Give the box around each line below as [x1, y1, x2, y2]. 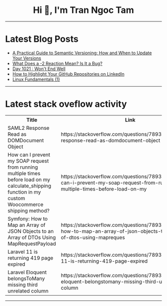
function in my [7, 189, 41, 196]
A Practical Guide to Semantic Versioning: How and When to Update [12, 50, 152, 56]
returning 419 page [7, 254, 54, 261]
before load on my [7, 176, 51, 183]
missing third [7, 281, 38, 288]
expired [7, 261, 26, 268]
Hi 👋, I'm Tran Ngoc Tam [33, 4, 134, 16]
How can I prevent [7, 151, 51, 158]
